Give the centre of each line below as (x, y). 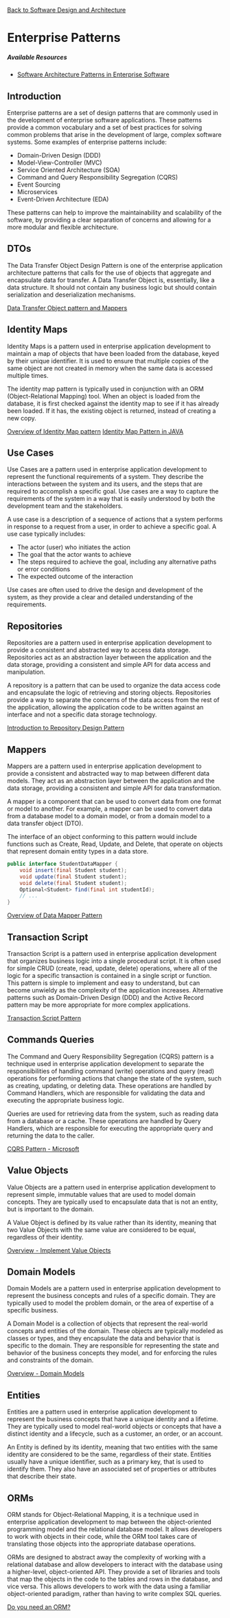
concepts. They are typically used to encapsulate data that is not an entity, (113, 1202)
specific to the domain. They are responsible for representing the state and (113, 1345)
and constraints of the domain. (50, 1360)
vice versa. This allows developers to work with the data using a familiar (109, 1586)
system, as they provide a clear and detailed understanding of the (100, 597)
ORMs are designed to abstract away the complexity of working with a (106, 1557)
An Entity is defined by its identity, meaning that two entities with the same (113, 1447)
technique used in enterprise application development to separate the (106, 1063)
